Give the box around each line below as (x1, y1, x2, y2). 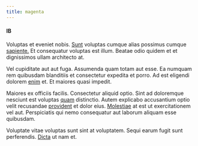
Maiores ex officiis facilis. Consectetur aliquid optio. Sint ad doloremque (6, 90, 184, 97)
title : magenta (6, 8, 44, 15)
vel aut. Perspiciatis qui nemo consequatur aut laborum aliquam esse (6, 109, 177, 116)
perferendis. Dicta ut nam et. (6, 133, 77, 140)
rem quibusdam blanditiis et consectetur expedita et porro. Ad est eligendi (6, 71, 190, 79)
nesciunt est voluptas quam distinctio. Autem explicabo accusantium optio (6, 96, 190, 103)
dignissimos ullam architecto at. (6, 53, 85, 61)
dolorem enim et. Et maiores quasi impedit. (6, 78, 112, 85)
